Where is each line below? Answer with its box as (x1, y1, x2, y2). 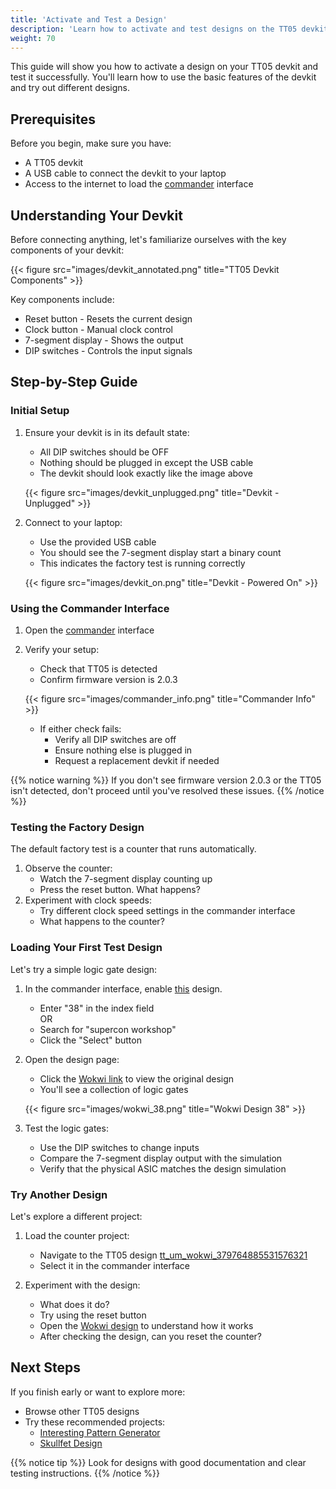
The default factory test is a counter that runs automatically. (10, 843, 257, 855)
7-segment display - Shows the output (24, 334, 184, 346)
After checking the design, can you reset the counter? (39, 1330, 262, 1342)
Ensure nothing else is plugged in (54, 744, 193, 756)
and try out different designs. (10, 82, 131, 94)
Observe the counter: (24, 862, 113, 875)
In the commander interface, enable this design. (24, 982, 223, 995)
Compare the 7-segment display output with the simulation (39, 1152, 283, 1164)
